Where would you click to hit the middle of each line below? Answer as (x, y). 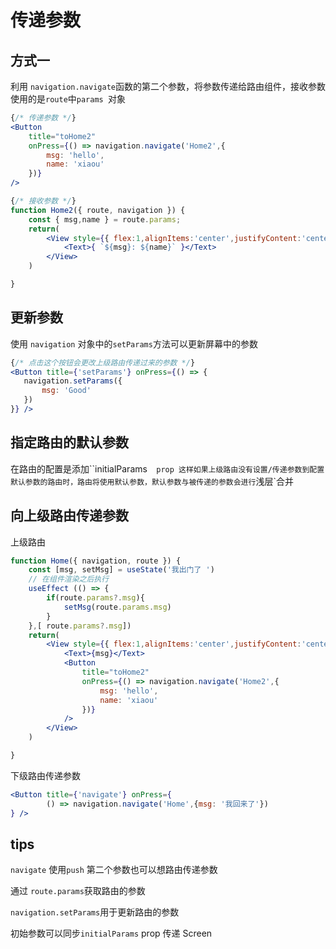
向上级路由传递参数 (69, 516)
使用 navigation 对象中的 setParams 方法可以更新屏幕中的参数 (134, 343)
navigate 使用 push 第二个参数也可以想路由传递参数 (114, 870)
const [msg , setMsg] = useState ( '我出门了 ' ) (121, 570)
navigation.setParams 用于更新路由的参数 (95, 912)
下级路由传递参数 (45, 775)
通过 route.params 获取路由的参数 (78, 891)
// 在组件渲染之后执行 (69, 579)
